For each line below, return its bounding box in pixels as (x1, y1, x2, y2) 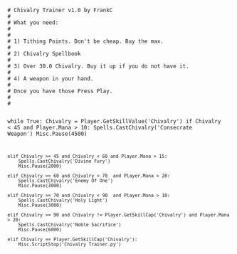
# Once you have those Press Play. (7, 88, 113, 95)
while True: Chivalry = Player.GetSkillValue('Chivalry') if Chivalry (7, 117, 221, 125)
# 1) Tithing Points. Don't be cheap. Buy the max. (7, 38, 164, 45)
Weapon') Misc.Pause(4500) (7, 130, 88, 137)
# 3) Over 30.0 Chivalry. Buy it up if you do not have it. (7, 63, 190, 70)
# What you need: (7, 19, 59, 26)
